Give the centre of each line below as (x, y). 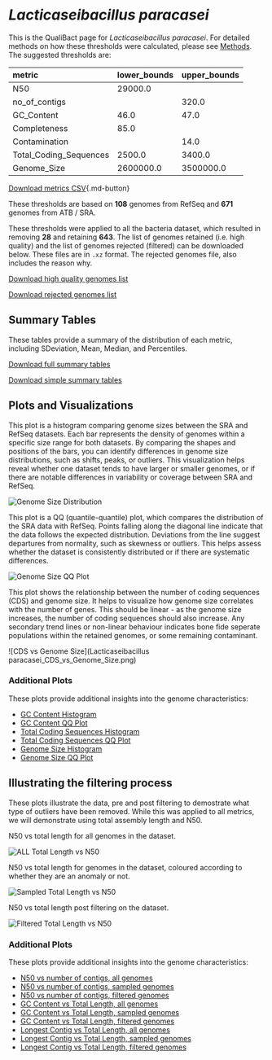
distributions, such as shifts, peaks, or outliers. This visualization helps (127, 460)
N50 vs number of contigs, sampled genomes (97, 986)
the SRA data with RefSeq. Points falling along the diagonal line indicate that (136, 526)
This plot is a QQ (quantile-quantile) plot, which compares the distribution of (136, 517)
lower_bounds (145, 75)
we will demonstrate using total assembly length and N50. (105, 820)
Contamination (41, 142)
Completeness (40, 128)
